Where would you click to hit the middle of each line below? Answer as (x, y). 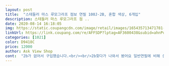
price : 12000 (19, 47)
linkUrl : (14, 33)
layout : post (19, 10)
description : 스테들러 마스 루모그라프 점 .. (47, 19)
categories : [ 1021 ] (26, 38)
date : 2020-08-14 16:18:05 (33, 24)
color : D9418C (20, 42)
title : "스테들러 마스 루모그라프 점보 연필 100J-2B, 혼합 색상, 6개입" (73, 14)
